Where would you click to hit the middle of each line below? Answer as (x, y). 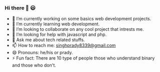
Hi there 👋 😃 (20, 8)
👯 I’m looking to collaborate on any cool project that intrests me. (78, 29)
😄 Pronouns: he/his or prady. (42, 53)
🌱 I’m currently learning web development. (56, 24)
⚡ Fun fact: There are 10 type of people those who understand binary (83, 58)
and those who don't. (34, 65)
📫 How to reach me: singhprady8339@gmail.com (64, 45)
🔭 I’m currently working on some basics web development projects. (82, 19)
